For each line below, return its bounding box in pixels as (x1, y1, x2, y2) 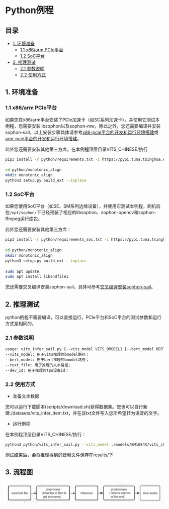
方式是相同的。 (5, 321, 36, 327)
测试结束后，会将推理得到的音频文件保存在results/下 (5, 452, 114, 458)
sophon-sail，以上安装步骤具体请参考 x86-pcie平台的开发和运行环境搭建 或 (5, 129, 159, 135)
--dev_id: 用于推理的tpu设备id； (5, 368, 69, 373)
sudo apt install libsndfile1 (5, 274, 69, 279)
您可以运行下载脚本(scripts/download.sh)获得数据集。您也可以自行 (5, 404, 143, 410)
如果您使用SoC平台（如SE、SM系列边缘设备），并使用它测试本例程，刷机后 (5, 203, 161, 209)
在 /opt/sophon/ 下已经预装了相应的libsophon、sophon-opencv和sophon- (5, 210, 156, 216)
